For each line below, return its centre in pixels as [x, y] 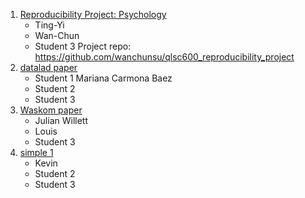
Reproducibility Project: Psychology [93, 14]
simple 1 [36, 152]
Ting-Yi [49, 25]
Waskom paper [51, 110]
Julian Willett [61, 120]
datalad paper [48, 67]
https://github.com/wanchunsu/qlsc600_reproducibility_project [164, 57]
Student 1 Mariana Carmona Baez [103, 78]
